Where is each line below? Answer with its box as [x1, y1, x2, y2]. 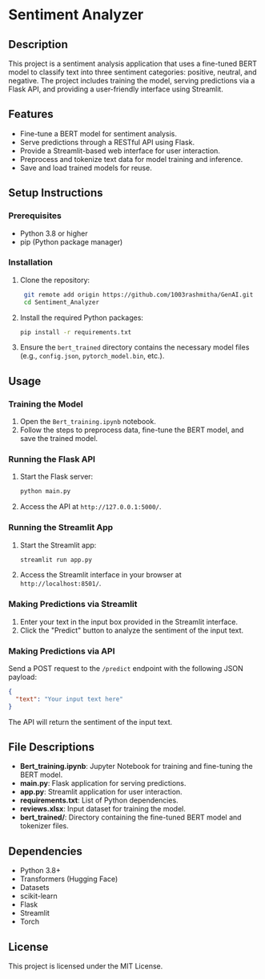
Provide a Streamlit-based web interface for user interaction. [19, 146, 220, 156]
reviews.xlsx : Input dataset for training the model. [19, 804, 186, 814]
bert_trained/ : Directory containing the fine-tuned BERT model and [19, 812, 242, 823]
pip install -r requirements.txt [19, 328, 132, 336]
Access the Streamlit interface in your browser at [19, 570, 182, 580]
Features [8, 107, 54, 121]
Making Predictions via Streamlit [8, 599, 138, 610]
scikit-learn [19, 892, 58, 901]
